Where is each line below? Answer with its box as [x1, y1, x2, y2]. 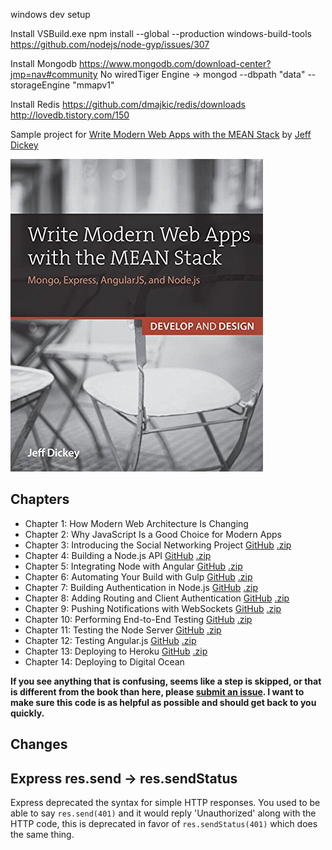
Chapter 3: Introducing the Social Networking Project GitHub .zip [24, 539, 292, 551]
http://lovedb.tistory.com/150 [10, 109, 130, 121]
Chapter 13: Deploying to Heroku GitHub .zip [24, 645, 208, 657]
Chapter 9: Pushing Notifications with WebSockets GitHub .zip [24, 602, 282, 614]
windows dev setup [10, 9, 91, 20]
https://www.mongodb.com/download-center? [79, 58, 272, 69]
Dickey [10, 139, 39, 151]
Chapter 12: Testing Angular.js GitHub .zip [24, 634, 197, 646]
